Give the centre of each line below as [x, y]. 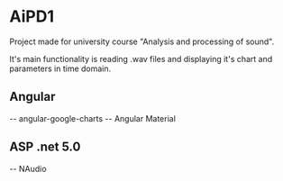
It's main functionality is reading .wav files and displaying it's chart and [141, 59]
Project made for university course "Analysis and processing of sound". [142, 41]
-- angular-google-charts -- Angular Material [92, 118]
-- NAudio [28, 168]
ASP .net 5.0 [45, 147]
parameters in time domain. [60, 68]
